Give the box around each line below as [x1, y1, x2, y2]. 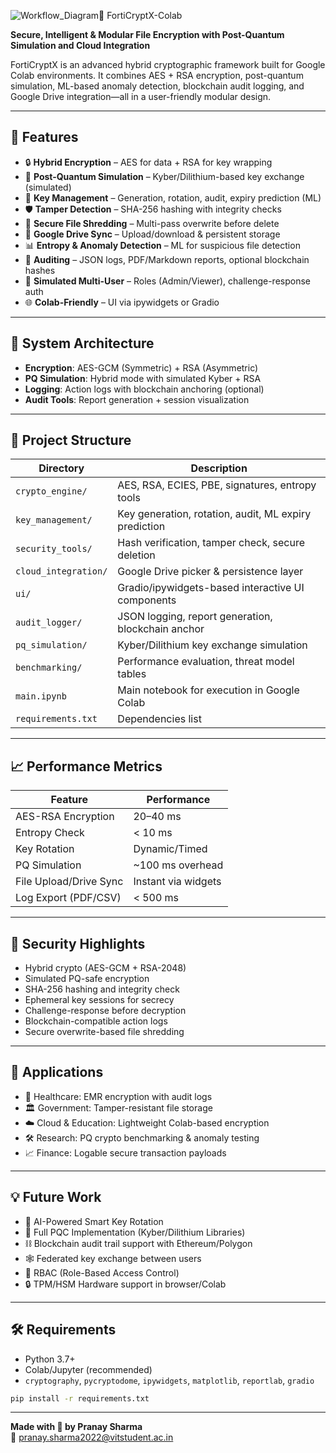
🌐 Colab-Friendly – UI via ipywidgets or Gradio [24, 296, 220, 308]
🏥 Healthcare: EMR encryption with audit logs [24, 1090, 213, 1102]
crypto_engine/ [15, 486, 88, 497]
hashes [24, 264, 56, 276]
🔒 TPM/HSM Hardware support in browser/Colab [24, 1278, 227, 1290]
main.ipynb [15, 691, 67, 702]
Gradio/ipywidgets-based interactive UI [117, 581, 305, 595]
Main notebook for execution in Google [117, 683, 300, 697]
